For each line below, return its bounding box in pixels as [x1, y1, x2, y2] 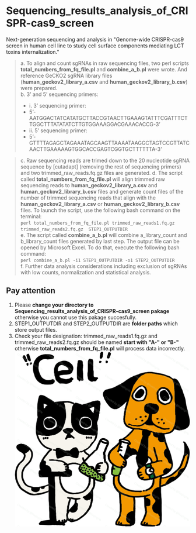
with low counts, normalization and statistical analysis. [20, 269, 152, 276]
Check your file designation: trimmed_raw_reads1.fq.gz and [14, 332, 157, 339]
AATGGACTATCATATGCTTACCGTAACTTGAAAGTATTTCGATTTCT [29, 114, 188, 121]
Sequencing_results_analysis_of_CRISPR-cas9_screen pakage [14, 307, 170, 314]
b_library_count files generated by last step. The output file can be [20, 238, 180, 245]
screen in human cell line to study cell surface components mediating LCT [6, 42, 184, 49]
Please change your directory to [14, 301, 94, 308]
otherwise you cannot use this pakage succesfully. [14, 314, 137, 321]
